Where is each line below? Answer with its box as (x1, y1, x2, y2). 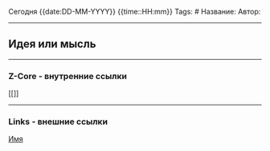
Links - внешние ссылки (8, 116, 108, 127)
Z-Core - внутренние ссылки (8, 70, 127, 81)
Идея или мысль (8, 38, 96, 51)
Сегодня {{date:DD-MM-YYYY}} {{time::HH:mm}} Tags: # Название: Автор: (8, 7, 261, 16)
